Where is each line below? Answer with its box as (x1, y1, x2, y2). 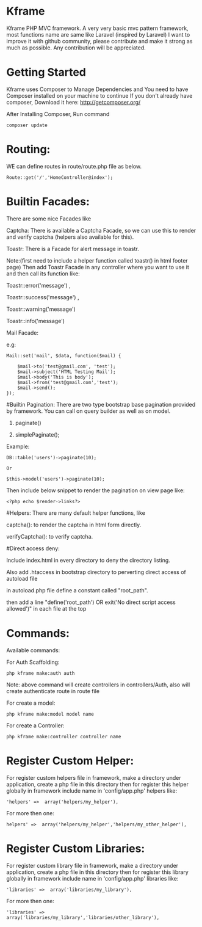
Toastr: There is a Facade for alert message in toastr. (6, 245, 139, 252)
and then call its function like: (6, 270, 81, 277)
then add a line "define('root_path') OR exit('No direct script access (6, 598, 176, 606)
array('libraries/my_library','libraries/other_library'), (6, 914, 160, 920)
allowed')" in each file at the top (6, 605, 87, 612)
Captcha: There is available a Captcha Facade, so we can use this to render (6, 227, 197, 234)
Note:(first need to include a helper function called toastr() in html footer (6, 256, 188, 264)
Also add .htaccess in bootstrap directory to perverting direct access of (6, 568, 186, 575)
